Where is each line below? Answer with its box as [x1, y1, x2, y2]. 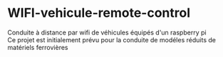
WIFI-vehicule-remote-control [7, 5, 191, 21]
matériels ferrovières [7, 43, 69, 51]
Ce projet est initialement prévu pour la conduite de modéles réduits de [7, 35, 216, 44]
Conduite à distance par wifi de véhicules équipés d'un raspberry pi [7, 28, 207, 37]
